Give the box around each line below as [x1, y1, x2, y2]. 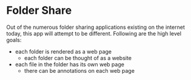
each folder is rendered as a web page [15, 48, 112, 55]
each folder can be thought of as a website [24, 54, 132, 61]
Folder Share [6, 4, 72, 17]
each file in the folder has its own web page [15, 61, 124, 68]
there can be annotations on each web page [24, 67, 135, 74]
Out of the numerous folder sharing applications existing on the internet [6, 23, 185, 31]
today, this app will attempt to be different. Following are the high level [6, 29, 182, 37]
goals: [6, 36, 22, 43]
